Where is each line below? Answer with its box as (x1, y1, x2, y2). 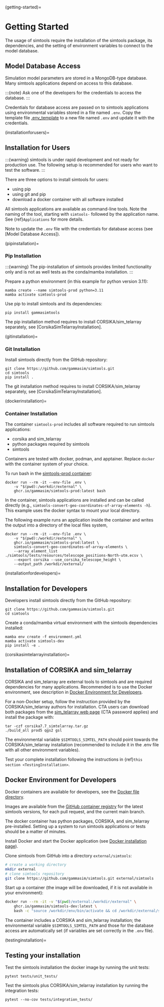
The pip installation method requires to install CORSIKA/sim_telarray (5, 319, 142, 324)
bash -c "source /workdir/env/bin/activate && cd (14, 909, 117, 914)
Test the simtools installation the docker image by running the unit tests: (5, 964, 150, 970)
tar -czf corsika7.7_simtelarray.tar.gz (5, 724, 89, 729)
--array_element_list (14, 549, 58, 554)
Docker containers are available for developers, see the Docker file (5, 789, 140, 795)
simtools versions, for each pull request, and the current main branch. (5, 808, 145, 814)
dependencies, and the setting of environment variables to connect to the (5, 43, 153, 48)
